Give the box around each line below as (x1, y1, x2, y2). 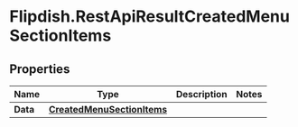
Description (175, 88, 228, 100)
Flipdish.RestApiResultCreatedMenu (9, 6, 291, 27)
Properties (9, 61, 70, 77)
